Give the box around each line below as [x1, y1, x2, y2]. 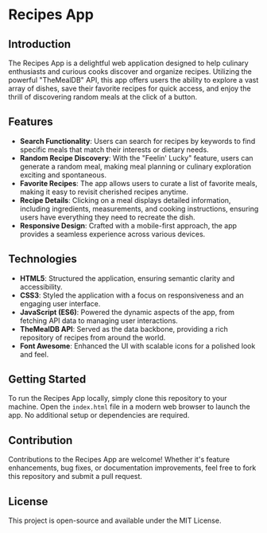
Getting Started [8, 372, 87, 387]
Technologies [8, 252, 78, 266]
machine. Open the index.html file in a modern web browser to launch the [8, 402, 250, 411]
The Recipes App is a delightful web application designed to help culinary [8, 58, 249, 68]
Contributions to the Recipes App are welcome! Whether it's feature [8, 455, 230, 465]
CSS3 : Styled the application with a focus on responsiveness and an [19, 290, 244, 300]
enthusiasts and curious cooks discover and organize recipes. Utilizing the [8, 67, 252, 76]
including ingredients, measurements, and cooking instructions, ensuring [19, 204, 259, 213]
